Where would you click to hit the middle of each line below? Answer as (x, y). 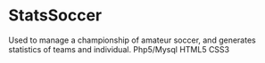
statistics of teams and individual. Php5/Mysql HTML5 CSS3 (119, 49)
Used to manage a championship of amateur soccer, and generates (132, 40)
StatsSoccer (55, 16)
